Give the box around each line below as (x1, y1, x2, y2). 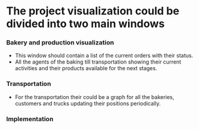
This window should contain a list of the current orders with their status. (14, 52, 194, 59)
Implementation (6, 115, 54, 123)
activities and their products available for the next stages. (14, 65, 158, 72)
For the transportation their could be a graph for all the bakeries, (14, 93, 174, 100)
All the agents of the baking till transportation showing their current (14, 58, 182, 65)
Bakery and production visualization (6, 38, 114, 47)
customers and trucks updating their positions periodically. (14, 100, 161, 107)
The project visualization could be (6, 4, 180, 18)
